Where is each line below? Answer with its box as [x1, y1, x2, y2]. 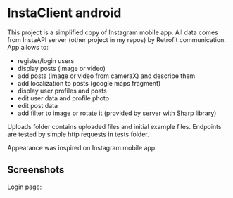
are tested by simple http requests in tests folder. [7, 130, 149, 138]
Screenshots [7, 164, 65, 176]
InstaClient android [7, 5, 122, 21]
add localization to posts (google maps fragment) [17, 79, 161, 87]
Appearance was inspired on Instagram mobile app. [7, 143, 157, 152]
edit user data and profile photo [17, 93, 110, 103]
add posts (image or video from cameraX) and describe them [17, 72, 196, 80]
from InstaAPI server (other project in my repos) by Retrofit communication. [7, 35, 227, 44]
